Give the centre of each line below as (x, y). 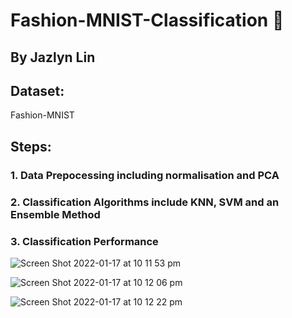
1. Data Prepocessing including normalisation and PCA (145, 175)
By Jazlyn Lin (53, 57)
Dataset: (37, 90)
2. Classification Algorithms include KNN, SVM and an (145, 202)
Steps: (31, 146)
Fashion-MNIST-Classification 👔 (147, 20)
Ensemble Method (55, 214)
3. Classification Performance (84, 241)
